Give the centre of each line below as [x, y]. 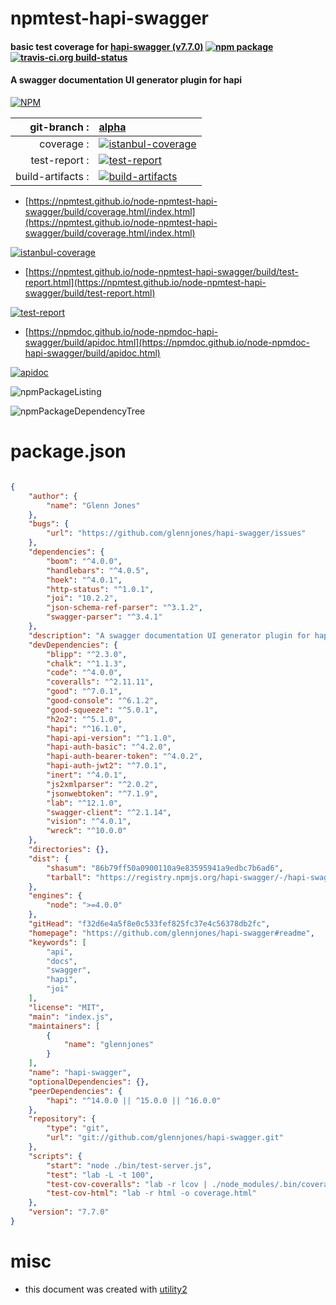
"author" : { [53, 496]
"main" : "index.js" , [71, 1017]
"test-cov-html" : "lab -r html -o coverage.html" [151, 1193]
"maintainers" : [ [64, 1026]
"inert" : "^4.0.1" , [87, 775]
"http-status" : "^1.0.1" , [100, 589]
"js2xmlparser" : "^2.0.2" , [102, 784]
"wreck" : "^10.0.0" [87, 831]
